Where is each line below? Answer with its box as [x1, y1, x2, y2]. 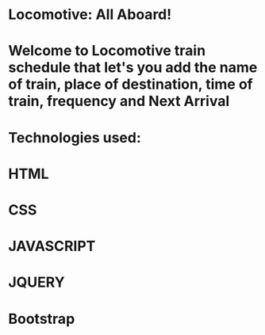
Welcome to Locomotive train [8, 42, 206, 60]
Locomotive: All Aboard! [8, 6, 172, 24]
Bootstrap [8, 310, 75, 328]
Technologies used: [8, 128, 141, 147]
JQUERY [8, 273, 65, 291]
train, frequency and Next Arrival [8, 93, 230, 110]
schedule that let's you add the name [8, 59, 258, 77]
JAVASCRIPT [8, 238, 96, 255]
